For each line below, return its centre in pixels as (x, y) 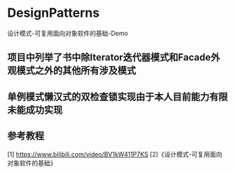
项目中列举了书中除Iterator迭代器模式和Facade (109, 58)
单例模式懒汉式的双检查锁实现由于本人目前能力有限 (117, 96)
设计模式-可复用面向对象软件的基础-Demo (67, 33)
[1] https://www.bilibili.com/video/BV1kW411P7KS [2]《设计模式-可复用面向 (115, 154)
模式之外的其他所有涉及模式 (76, 71)
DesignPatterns (54, 13)
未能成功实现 (35, 110)
